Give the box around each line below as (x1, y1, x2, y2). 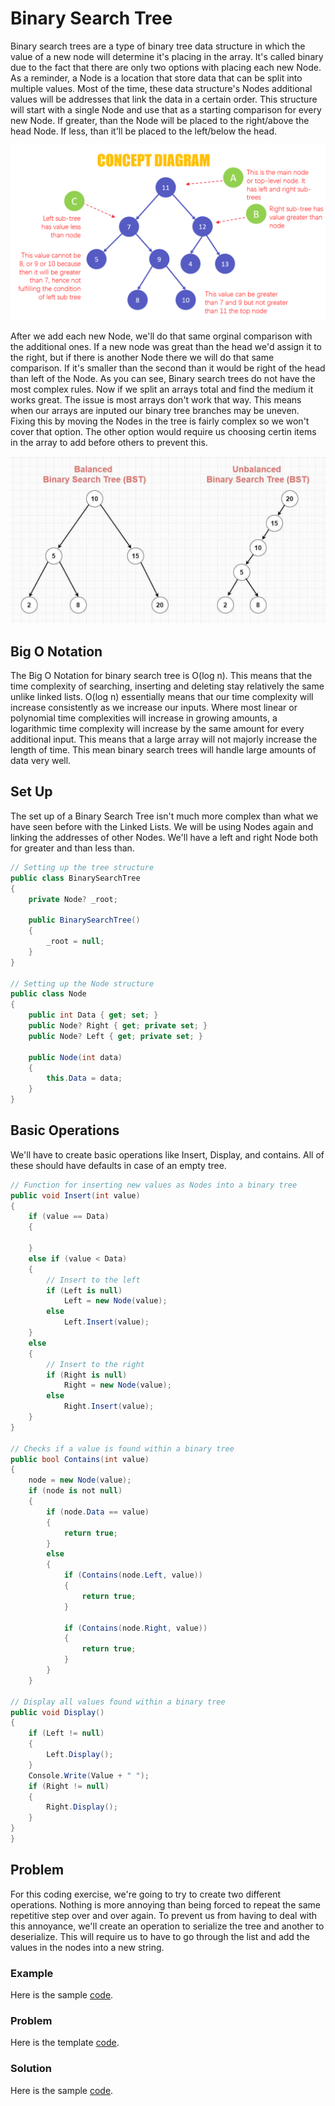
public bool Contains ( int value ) (10, 1454, 150, 1464)
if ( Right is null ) (46, 1370, 128, 1380)
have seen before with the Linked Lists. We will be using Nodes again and (10, 820, 314, 832)
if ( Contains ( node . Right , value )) (63, 1623, 208, 1633)
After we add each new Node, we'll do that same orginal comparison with (10, 330, 313, 342)
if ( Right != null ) (28, 1781, 110, 1791)
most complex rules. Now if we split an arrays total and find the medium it (10, 383, 314, 396)
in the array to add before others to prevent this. (10, 437, 208, 449)
